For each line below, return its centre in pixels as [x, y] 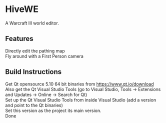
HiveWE [22, 9]
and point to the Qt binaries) [34, 105]
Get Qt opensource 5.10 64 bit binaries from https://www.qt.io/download [79, 84]
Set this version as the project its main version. [53, 110]
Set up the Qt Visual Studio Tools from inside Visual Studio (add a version [81, 100]
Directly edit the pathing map [35, 50]
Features [19, 39]
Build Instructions [33, 72]
